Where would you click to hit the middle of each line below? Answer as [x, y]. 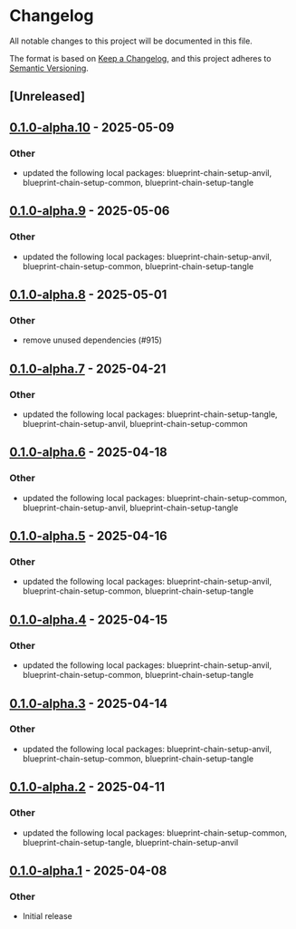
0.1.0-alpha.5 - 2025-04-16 [88, 536]
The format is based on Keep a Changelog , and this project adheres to [140, 58]
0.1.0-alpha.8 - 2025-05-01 [88, 295]
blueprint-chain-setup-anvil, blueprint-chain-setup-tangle [130, 508]
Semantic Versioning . [49, 68]
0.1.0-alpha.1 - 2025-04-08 [88, 871]
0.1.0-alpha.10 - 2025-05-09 [92, 127]
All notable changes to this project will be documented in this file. [131, 41]
